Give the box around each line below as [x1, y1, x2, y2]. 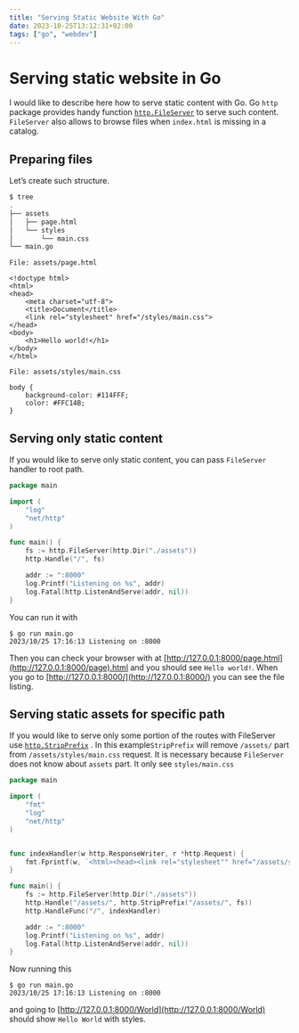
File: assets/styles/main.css [9, 367, 122, 377]
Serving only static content [9, 430, 163, 446]
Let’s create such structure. [9, 176, 109, 186]
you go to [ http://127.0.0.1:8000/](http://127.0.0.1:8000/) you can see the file [9, 671, 285, 682]
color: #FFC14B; [25, 398, 86, 408]
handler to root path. [9, 464, 85, 475]
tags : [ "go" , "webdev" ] [9, 29, 98, 38]
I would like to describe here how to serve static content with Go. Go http [9, 97, 279, 108]
